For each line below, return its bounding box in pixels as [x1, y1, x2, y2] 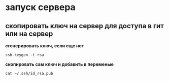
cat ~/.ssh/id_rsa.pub [5, 71, 53, 76]
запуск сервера [5, 2, 76, 13]
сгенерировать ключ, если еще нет [5, 43, 84, 49]
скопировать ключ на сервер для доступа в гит [5, 22, 164, 30]
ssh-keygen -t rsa [5, 52, 44, 57]
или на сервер [5, 29, 53, 38]
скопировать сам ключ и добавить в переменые [5, 61, 114, 67]
